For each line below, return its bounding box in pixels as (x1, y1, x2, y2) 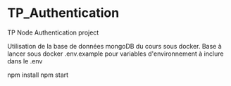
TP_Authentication (7, 5, 120, 21)
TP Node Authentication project (7, 28, 99, 37)
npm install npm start (7, 70, 69, 79)
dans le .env (7, 56, 43, 65)
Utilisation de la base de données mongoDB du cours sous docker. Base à (7, 42, 222, 50)
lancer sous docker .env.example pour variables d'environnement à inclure (7, 49, 224, 58)
